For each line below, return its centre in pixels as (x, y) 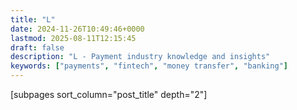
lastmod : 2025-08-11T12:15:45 (73, 38)
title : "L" (33, 19)
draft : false (37, 47)
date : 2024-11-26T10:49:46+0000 (77, 29)
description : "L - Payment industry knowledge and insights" (140, 57)
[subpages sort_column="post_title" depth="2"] (109, 94)
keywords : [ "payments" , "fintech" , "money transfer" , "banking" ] (149, 66)
